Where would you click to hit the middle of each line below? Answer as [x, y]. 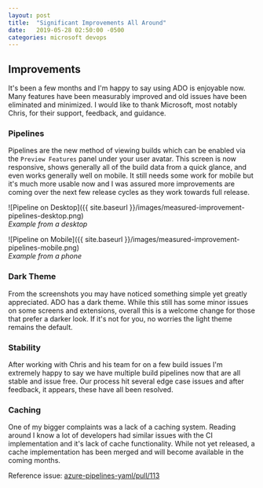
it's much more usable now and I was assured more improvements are [122, 184]
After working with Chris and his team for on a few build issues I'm [116, 364]
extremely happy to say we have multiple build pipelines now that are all [124, 372]
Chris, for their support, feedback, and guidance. [87, 113]
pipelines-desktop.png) [46, 216]
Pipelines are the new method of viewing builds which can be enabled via [127, 151]
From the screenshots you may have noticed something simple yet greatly [128, 294]
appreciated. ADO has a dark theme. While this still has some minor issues [128, 302]
